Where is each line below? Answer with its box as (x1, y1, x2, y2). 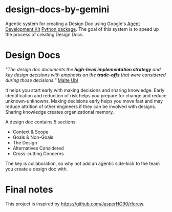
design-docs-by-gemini (5, 4, 110, 15)
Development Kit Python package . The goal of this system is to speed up (5, 26, 159, 32)
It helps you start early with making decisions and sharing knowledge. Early (5, 87, 165, 93)
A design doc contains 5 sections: (5, 119, 77, 125)
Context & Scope (12, 129, 49, 135)
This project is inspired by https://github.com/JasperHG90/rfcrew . (5, 201, 145, 207)
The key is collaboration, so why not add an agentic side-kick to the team (5, 160, 160, 166)
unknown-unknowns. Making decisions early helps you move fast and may (5, 98, 163, 104)
